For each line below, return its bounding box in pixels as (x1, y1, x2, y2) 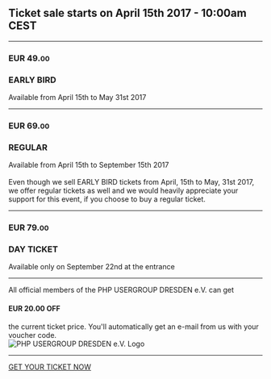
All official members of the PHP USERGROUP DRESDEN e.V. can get (8, 285, 235, 295)
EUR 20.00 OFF (8, 304, 60, 314)
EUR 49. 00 (8, 52, 50, 64)
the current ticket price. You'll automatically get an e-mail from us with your (8, 322, 260, 331)
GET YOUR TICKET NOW (8, 362, 91, 372)
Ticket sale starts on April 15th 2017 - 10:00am (8, 6, 248, 20)
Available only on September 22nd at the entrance (8, 262, 175, 272)
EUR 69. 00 (8, 120, 50, 131)
